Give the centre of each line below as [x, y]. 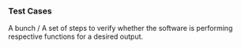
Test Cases [30, 11]
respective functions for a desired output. [76, 36]
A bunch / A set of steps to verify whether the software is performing [120, 28]
